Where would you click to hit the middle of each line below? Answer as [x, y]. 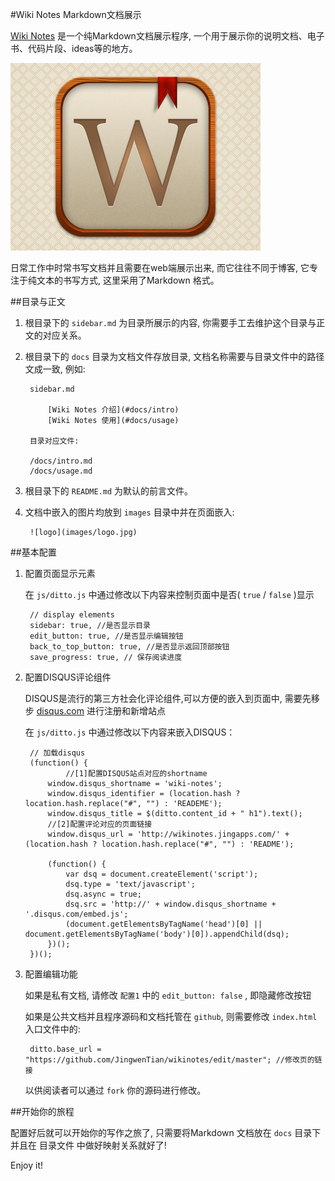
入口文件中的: [52, 1029]
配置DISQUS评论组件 [68, 677]
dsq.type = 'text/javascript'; [130, 884]
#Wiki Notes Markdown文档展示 [76, 14]
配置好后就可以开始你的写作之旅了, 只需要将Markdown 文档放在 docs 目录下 [166, 1132]
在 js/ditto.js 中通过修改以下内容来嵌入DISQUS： [130, 732]
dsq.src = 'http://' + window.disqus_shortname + [171, 904]
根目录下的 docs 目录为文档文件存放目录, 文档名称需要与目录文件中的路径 [174, 356]
